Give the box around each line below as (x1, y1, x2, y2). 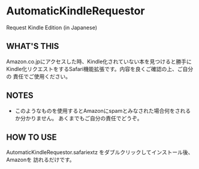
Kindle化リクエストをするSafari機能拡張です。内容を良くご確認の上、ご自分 (6, 65, 194, 72)
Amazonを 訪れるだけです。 (6, 156, 75, 164)
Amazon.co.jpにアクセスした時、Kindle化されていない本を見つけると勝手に (6, 58, 192, 65)
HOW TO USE (6, 132, 57, 142)
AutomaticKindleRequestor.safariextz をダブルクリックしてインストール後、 (6, 149, 194, 156)
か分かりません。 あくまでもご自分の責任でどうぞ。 (14, 115, 143, 122)
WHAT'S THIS (6, 41, 59, 51)
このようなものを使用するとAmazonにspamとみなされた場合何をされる (14, 107, 191, 114)
